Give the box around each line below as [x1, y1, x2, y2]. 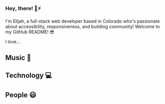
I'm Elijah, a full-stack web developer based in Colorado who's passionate [5, 18, 160, 24]
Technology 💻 [5, 71, 52, 80]
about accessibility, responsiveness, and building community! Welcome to [5, 24, 160, 30]
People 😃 [5, 91, 37, 99]
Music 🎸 [5, 53, 31, 62]
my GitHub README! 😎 [5, 29, 55, 35]
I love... [5, 39, 21, 45]
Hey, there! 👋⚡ [5, 5, 42, 12]
